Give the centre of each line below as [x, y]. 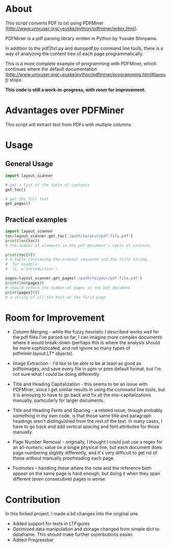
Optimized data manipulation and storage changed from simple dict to [86, 529]
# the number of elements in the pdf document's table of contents [78, 246]
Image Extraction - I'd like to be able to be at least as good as [77, 364]
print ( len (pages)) [25, 283]
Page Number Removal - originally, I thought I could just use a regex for [88, 442]
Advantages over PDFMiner [65, 111]
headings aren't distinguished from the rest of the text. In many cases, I [88, 421]
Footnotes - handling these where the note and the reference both [82, 468]
